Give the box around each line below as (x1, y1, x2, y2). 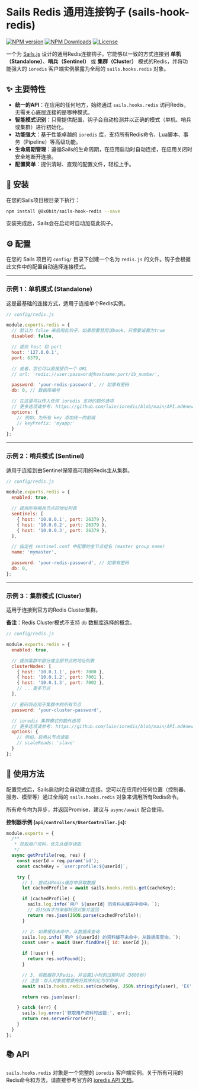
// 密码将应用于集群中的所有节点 (11, 701, 82, 707)
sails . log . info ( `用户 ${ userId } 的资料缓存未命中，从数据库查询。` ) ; (21, 934, 181, 940)
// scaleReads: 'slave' (17, 740, 76, 746)
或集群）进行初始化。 (14, 123, 67, 131)
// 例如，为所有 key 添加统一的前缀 (17, 414, 96, 420)
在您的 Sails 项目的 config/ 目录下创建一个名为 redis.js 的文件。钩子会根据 (6, 256, 191, 263)
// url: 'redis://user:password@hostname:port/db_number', (11, 371, 161, 377)
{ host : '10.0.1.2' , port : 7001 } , (17, 675, 105, 680)
